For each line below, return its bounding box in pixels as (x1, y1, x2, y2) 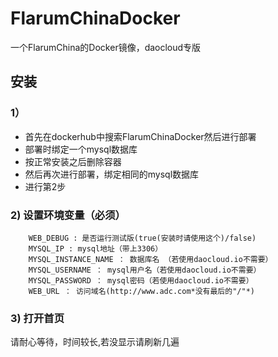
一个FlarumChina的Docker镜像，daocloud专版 (10, 41, 202, 53)
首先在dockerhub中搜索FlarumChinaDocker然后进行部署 (24, 130, 257, 142)
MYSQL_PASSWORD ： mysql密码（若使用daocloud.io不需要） (28, 275, 254, 286)
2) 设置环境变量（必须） (10, 208, 126, 222)
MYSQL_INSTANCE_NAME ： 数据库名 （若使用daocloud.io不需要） (28, 254, 273, 264)
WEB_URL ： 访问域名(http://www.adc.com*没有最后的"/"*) (28, 286, 255, 296)
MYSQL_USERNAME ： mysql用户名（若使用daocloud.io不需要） (28, 265, 262, 275)
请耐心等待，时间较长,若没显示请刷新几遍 (10, 336, 180, 348)
